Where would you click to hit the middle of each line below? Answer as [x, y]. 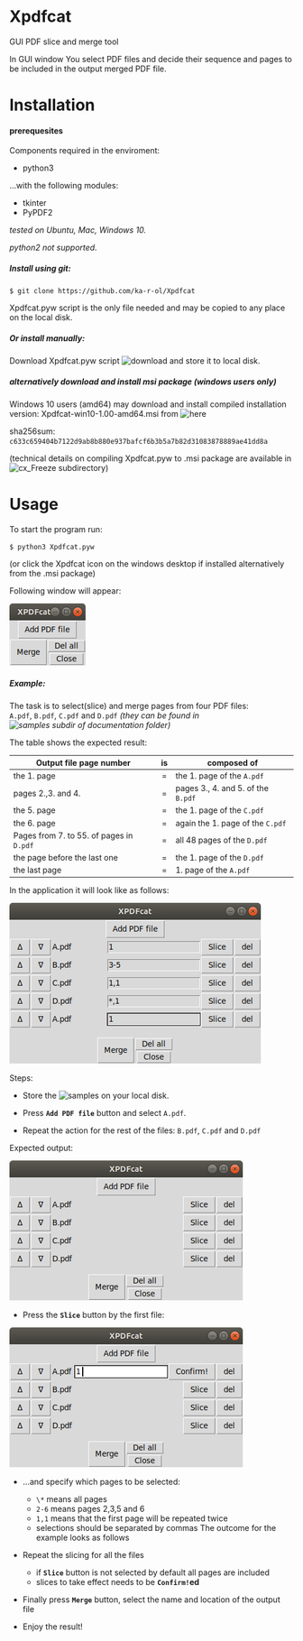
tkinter [34, 203]
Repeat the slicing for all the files [83, 1554]
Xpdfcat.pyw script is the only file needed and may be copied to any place [147, 308]
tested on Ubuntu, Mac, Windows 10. [78, 230]
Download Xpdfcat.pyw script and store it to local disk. [135, 361]
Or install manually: [47, 338]
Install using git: [40, 268]
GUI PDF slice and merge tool [64, 41]
